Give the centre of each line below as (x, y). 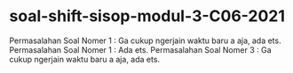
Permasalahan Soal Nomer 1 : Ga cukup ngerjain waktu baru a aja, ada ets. (145, 40)
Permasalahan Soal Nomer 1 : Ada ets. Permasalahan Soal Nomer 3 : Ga (141, 49)
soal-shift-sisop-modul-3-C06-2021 (147, 16)
